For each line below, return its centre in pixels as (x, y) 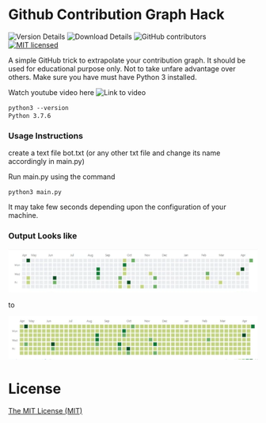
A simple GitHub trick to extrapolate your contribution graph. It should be (127, 60)
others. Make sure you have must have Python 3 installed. (103, 77)
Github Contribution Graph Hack (116, 15)
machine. (23, 215)
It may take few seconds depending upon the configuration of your (118, 207)
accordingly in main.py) (47, 162)
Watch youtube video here (51, 92)
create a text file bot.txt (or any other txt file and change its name (114, 153)
